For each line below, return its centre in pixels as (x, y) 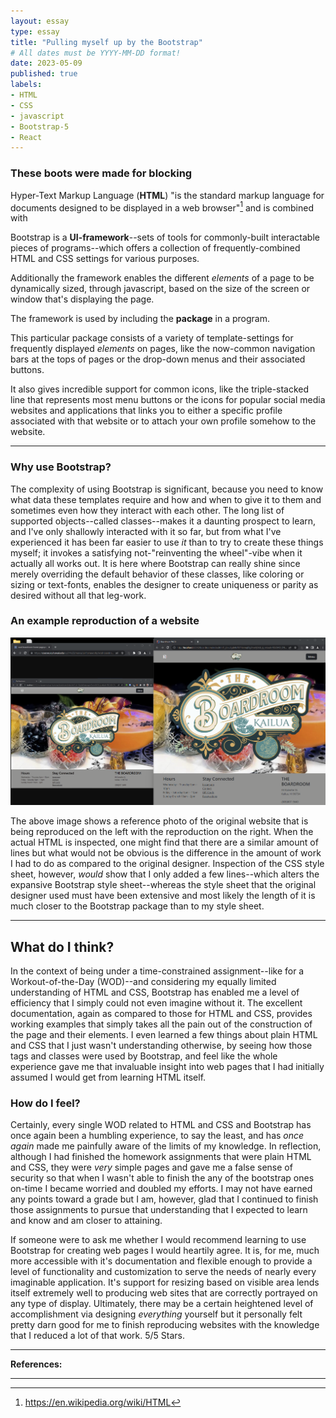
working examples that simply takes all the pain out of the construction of (161, 1024)
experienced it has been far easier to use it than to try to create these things (167, 542)
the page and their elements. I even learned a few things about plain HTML (164, 1035)
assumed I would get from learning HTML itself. (108, 1077)
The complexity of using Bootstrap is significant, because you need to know (167, 489)
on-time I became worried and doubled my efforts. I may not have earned (161, 1189)
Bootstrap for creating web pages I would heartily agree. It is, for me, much (165, 1251)
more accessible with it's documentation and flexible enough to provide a (161, 1261)
